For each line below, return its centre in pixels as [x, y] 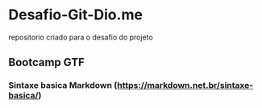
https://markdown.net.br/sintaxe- [185, 85]
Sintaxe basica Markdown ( [63, 85]
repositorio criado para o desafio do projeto [81, 37]
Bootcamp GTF [46, 62]
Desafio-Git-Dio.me [76, 15]
